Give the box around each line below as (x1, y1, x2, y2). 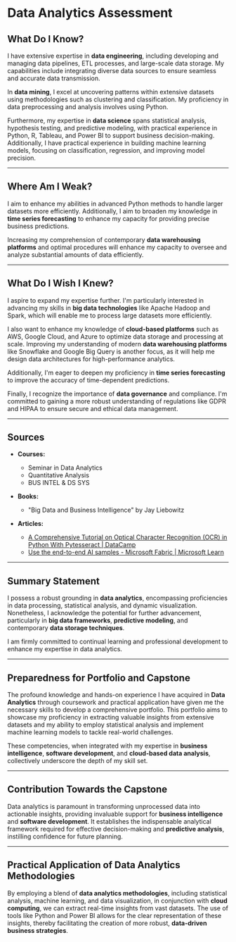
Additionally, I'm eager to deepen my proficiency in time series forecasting (7, 368, 226, 377)
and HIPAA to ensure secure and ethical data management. (7, 404, 178, 413)
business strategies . (7, 926, 69, 934)
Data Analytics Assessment (7, 5, 173, 21)
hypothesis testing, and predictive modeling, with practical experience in (7, 124, 218, 132)
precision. (7, 153, 37, 162)
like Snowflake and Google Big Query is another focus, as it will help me (7, 347, 216, 356)
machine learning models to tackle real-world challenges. (7, 728, 173, 736)
